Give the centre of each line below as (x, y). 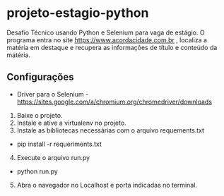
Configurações (41, 77)
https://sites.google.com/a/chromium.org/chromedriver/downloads (114, 102)
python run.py (37, 171)
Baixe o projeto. (40, 115)
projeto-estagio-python (78, 13)
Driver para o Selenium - (53, 94)
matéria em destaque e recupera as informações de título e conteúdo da (112, 47)
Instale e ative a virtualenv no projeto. (71, 123)
